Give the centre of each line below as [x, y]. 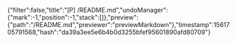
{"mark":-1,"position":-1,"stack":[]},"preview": [73, 17]
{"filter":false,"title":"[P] [42, 10]
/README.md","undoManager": [122, 10]
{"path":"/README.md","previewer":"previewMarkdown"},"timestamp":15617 [119, 25]
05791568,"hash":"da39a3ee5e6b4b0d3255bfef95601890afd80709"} [109, 32]
